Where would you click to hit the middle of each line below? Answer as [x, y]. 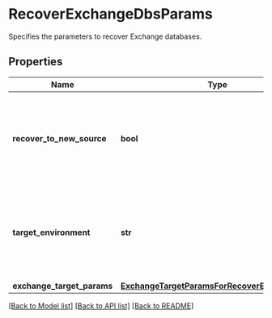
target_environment [51, 232]
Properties [36, 62]
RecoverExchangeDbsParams [110, 14]
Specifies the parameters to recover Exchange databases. [105, 36]
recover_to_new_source [59, 138]
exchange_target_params [63, 286]
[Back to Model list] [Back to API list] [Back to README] [101, 305]
